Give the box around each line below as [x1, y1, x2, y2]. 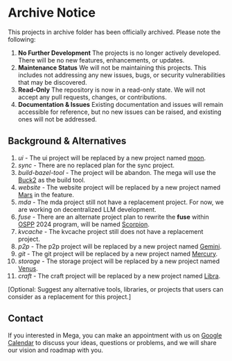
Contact [8, 312, 44, 324]
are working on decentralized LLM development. [17, 205, 157, 213]
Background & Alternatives [8, 135, 127, 147]
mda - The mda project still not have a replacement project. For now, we [17, 198, 224, 206]
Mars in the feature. [17, 190, 75, 199]
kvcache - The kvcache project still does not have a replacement [17, 227, 204, 235]
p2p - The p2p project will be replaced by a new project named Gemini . [17, 242, 222, 251]
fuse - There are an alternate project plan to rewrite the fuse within [17, 212, 210, 221]
